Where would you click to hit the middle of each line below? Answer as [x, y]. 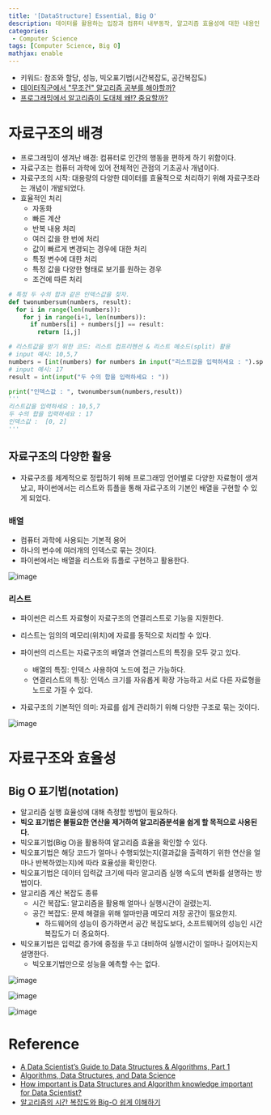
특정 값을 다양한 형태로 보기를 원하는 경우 [97, 269]
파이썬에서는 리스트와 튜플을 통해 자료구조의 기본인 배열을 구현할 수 [143, 488]
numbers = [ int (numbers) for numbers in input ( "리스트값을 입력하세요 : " [129, 361]
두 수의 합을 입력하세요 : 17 [51, 414]
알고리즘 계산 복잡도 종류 [59, 893]
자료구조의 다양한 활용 [60, 457]
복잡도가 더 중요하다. [77, 933]
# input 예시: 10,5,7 [43, 355]
